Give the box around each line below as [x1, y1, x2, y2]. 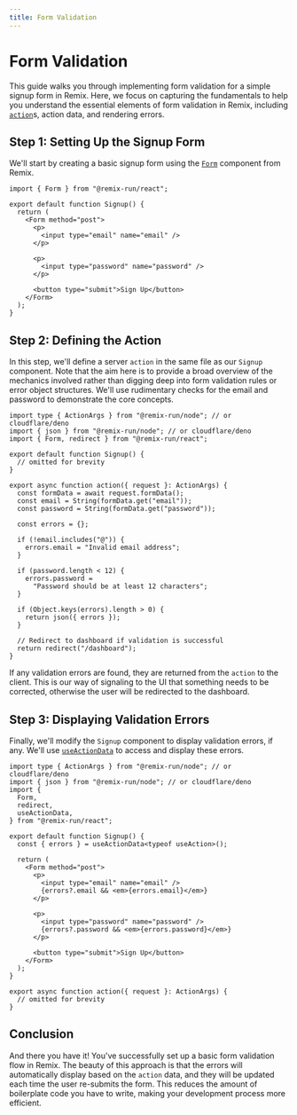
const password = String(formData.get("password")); [17, 505, 216, 514]
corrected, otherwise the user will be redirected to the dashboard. [9, 687, 250, 697]
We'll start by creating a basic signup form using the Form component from [9, 158, 281, 169]
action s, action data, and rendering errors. [9, 108, 165, 120]
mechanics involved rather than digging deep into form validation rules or [9, 375, 277, 386]
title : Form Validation [9, 12, 98, 22]
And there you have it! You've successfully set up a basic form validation [9, 1050, 275, 1061]
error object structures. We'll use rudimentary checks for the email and [9, 385, 269, 396]
